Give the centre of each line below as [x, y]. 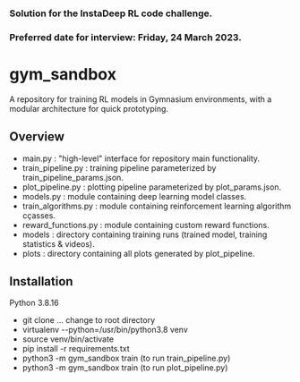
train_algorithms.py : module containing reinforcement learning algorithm [157, 206]
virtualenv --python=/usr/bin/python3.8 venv [105, 330]
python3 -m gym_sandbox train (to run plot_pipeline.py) [125, 368]
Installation [41, 281]
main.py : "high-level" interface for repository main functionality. [141, 158]
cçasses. [39, 215]
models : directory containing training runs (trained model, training [145, 234]
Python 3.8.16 [34, 303]
